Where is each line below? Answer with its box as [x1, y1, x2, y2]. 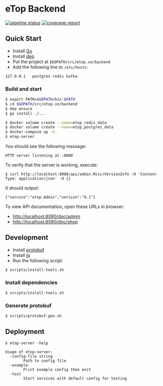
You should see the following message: [5, 143, 87, 150]
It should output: [5, 185, 39, 191]
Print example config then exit [23, 367, 92, 372]
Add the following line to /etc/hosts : [12, 64, 88, 70]
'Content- [138, 172, 158, 177]
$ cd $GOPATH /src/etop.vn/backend [5, 102, 78, 107]
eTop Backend [5, 3, 66, 15]
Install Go [12, 47, 33, 54]
